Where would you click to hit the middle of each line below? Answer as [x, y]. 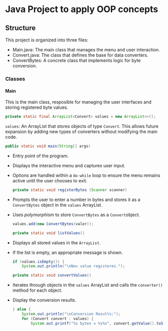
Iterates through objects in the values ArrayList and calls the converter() [88, 285]
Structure [21, 28]
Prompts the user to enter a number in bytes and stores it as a [76, 200]
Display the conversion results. [44, 300]
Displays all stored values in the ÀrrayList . [56, 242]
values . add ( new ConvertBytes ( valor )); [53, 224]
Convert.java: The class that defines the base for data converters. [80, 55]
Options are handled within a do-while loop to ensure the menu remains [86, 175]
